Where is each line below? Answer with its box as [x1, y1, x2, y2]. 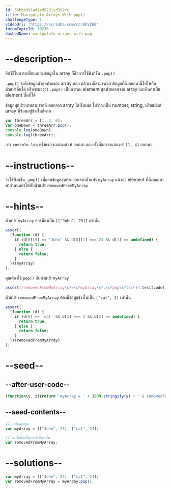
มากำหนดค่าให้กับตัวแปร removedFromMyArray [5, 182, 88, 189]
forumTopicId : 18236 [5, 27, 49, 32]
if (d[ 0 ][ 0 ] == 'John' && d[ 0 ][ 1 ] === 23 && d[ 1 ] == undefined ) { [14, 237, 158, 243]
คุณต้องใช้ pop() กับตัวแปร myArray [5, 275, 69, 281]
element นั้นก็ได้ [5, 91, 36, 98]
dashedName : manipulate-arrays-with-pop [5, 31, 93, 36]
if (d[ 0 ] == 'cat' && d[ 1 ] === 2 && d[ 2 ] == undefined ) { [14, 314, 140, 319]
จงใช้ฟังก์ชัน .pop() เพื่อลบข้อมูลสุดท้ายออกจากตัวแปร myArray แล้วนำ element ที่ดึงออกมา [5, 177, 164, 183]
